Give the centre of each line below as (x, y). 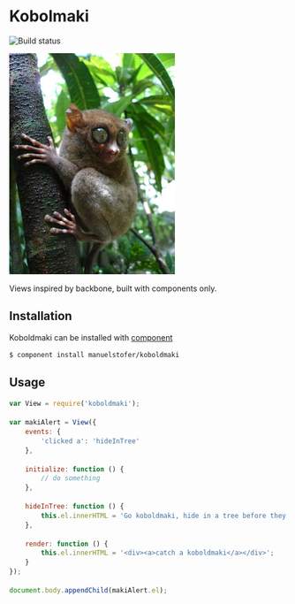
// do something (71, 478)
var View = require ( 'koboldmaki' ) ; (75, 404)
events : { (43, 432)
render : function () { (67, 544)
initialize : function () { (75, 469)
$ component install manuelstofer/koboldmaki (94, 355)
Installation (41, 316)
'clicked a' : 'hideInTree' (91, 441)
